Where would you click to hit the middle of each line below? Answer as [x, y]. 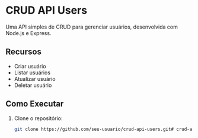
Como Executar [35, 104]
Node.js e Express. [28, 33]
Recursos [24, 52]
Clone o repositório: [38, 118]
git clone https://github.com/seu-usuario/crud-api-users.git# [94, 129]
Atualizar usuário [35, 79]
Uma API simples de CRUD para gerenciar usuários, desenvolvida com [92, 27]
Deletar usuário [33, 85]
